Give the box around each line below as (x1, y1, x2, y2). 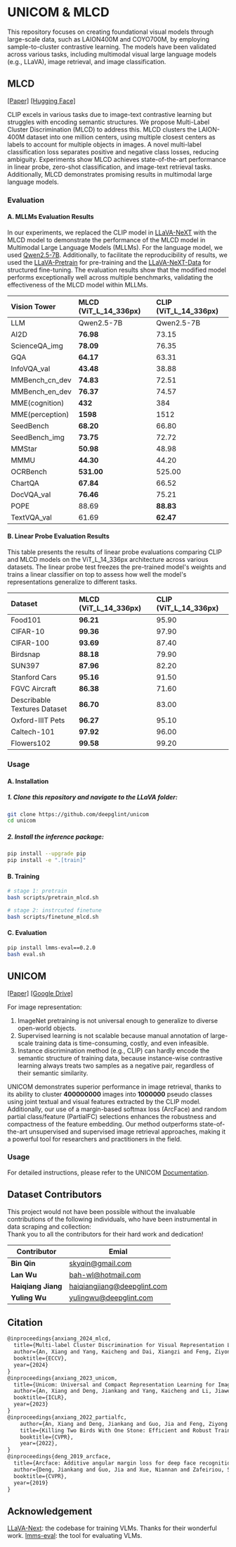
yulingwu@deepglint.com (69, 1293, 153, 1303)
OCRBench (11, 466, 48, 476)
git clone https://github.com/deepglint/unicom (7, 810, 150, 818)
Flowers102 (11, 739, 51, 749)
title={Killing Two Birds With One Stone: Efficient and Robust (20, 1427, 212, 1434)
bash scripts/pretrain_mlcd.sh (7, 894, 99, 901)
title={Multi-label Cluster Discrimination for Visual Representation (13, 1342, 225, 1349)
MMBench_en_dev (11, 387, 72, 396)
